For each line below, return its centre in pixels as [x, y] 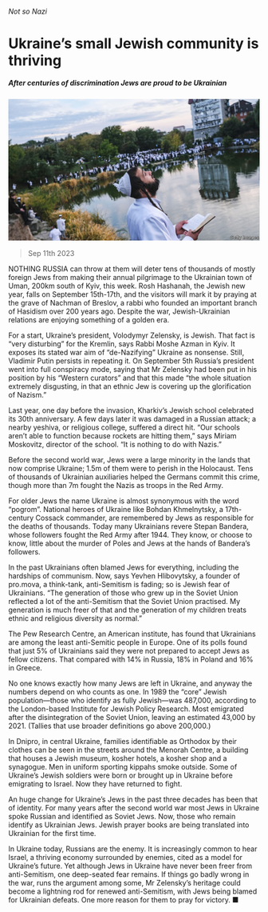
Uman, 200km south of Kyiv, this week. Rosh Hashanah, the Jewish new [127, 286]
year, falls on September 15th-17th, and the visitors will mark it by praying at [132, 294]
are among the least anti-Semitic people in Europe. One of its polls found [128, 642]
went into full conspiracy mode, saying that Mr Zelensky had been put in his [133, 370]
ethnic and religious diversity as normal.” [75, 618]
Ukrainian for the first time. [52, 834]
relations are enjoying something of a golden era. [89, 320]
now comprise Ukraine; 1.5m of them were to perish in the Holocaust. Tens [131, 469]
